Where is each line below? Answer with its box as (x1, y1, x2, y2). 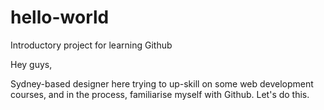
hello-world (10, 6, 110, 29)
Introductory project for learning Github (10, 39, 173, 51)
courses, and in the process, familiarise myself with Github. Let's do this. (10, 88, 310, 100)
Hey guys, (10, 58, 53, 70)
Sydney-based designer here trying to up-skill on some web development (10, 77, 314, 90)
